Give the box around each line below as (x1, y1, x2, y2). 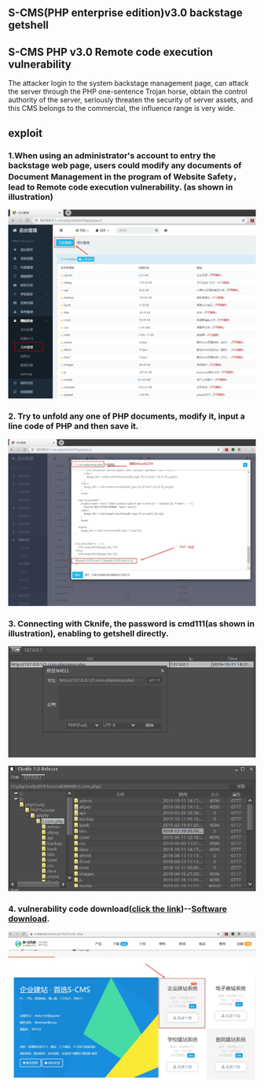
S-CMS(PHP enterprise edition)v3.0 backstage (8, 6, 243, 20)
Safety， (207, 171, 241, 182)
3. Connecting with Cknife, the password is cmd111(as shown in (8, 618, 255, 629)
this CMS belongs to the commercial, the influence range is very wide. (8, 104, 236, 113)
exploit (8, 126, 43, 140)
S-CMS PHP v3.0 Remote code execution (8, 45, 214, 58)
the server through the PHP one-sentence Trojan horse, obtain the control (8, 87, 247, 97)
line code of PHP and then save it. (8, 421, 139, 432)
